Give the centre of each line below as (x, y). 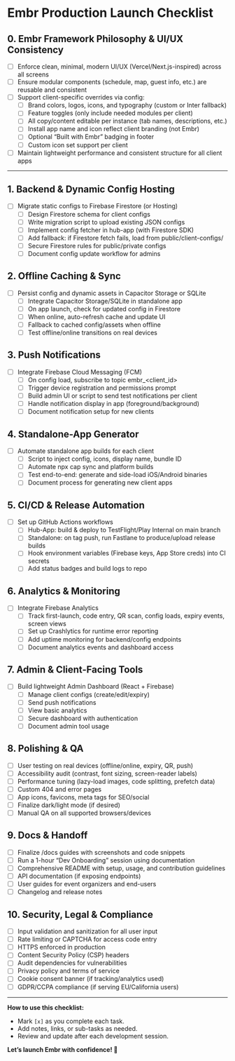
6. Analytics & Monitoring (64, 591)
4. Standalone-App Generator (73, 434)
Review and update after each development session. (93, 1036)
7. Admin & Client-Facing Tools (75, 670)
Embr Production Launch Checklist (111, 13)
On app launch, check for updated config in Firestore (104, 309)
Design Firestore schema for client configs (89, 214)
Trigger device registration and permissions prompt (102, 388)
